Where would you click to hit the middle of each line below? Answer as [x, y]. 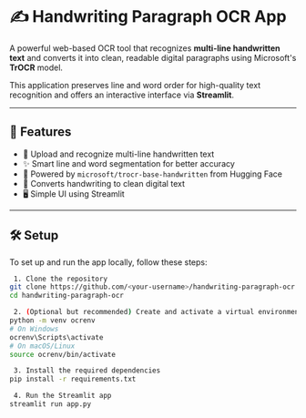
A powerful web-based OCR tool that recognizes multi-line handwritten [145, 48]
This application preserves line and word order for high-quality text [135, 85]
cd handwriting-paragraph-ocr [67, 296]
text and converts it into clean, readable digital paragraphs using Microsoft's [153, 57]
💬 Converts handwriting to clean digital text [103, 183]
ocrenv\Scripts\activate [56, 337]
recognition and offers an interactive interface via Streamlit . [122, 95]
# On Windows [34, 329]
